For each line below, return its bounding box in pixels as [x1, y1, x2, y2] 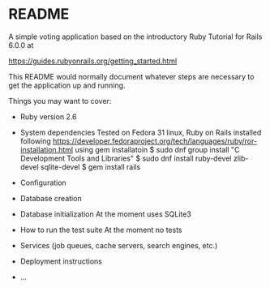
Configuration [19, 178, 66, 187]
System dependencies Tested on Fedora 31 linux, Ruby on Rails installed [19, 127, 262, 137]
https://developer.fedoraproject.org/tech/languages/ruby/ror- [52, 135, 258, 146]
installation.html [19, 144, 74, 154]
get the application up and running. [8, 80, 126, 90]
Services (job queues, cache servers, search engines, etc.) [19, 240, 218, 250]
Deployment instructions [19, 256, 103, 266]
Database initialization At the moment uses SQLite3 [19, 208, 192, 219]
